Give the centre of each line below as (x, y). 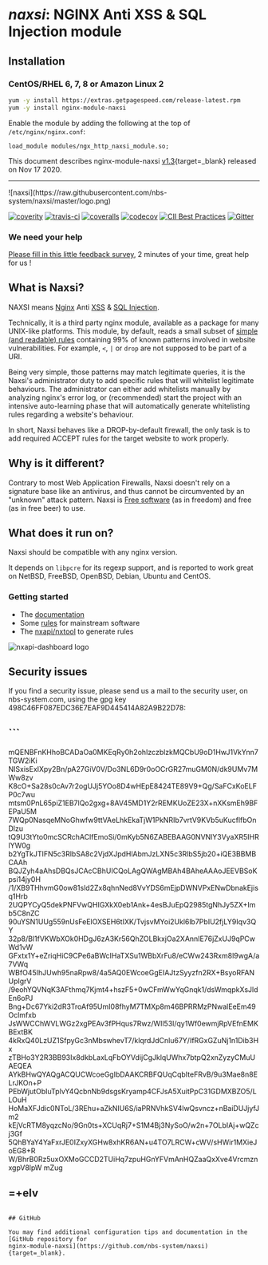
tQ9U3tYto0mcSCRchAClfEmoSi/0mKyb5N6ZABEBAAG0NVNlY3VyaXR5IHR (134, 837)
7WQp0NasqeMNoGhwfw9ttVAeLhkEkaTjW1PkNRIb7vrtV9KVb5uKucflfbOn (132, 820)
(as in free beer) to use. (47, 508)
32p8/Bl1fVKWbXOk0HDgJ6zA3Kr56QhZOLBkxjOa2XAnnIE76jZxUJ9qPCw (132, 939)
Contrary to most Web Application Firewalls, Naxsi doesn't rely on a (119, 482)
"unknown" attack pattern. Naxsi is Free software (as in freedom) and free (130, 500)
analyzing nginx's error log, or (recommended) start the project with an (125, 397)
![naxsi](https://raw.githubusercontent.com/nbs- (88, 192)
